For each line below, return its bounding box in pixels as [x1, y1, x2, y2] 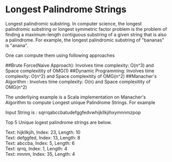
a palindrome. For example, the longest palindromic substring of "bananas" [5, 37, 164, 43]
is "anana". [5, 42, 28, 48]
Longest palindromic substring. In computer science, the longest [5, 21, 142, 27]
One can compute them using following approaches [5, 52, 115, 58]
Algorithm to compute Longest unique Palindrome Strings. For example [5, 99, 156, 106]
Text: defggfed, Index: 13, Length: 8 [5, 134, 81, 140]
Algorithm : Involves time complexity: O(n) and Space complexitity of [5, 78, 150, 85]
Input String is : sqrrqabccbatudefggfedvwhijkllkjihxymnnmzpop [5, 109, 141, 115]
